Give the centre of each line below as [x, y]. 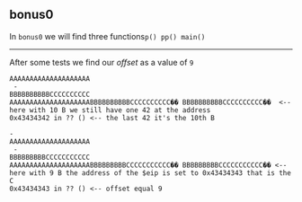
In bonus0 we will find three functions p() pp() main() [107, 36]
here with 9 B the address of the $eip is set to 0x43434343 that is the [151, 173]
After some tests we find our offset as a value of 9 [102, 62]
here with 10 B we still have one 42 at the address [110, 110]
